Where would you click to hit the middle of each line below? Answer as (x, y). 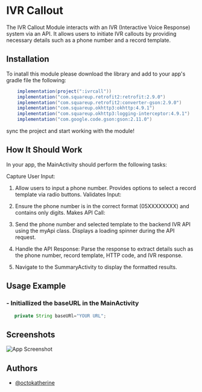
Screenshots (31, 334)
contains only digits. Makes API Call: (60, 212)
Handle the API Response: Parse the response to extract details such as (104, 249)
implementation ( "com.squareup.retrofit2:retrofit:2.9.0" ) (91, 97)
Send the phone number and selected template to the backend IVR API (103, 224)
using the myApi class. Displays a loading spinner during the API (95, 230)
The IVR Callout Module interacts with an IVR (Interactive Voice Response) (98, 27)
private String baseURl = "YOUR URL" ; (60, 316)
